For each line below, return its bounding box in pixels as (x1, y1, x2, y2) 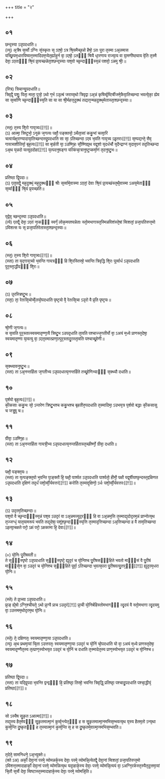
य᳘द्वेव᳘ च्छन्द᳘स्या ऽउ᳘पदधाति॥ (5, 213, 46, 219)
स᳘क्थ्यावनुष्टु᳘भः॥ (5, 363, 30, 369)
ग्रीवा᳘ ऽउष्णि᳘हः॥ (5, 435, 28, 441)
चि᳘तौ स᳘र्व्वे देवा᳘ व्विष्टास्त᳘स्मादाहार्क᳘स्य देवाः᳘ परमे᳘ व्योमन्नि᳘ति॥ (5, 768, 92, 775)
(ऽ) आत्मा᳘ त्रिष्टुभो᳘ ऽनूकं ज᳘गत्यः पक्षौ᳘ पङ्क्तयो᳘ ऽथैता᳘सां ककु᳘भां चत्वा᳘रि (5, 130, 108, 136)
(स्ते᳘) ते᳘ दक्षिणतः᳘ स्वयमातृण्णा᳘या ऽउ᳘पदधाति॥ (5, 635, 71, 641)
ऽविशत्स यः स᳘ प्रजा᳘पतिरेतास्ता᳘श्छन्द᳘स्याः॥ (5, 225, 66, 231)
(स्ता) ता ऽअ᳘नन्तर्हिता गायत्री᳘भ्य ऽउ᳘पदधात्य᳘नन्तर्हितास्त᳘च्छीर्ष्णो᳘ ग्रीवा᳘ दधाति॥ (5, 441, 117, 447)
